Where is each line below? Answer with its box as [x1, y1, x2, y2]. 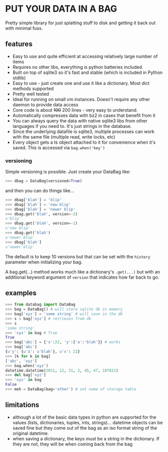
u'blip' [5, 216, 22, 221]
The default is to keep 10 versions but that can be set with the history [5, 253, 150, 259]
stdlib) [12, 74, 26, 81]
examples [5, 289, 37, 297]
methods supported [12, 85, 54, 92]
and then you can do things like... [5, 188, 75, 194]
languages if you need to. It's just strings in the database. [12, 123, 132, 129]
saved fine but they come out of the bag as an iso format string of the [12, 425, 157, 431]
